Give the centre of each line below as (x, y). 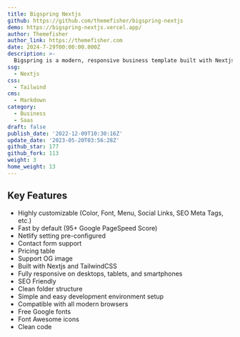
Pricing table (36, 251)
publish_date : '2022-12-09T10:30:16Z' (65, 134)
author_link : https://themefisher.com (65, 41)
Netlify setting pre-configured (61, 236)
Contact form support (50, 243)
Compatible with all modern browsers (73, 303)
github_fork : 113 (33, 154)
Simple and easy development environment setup (91, 296)
